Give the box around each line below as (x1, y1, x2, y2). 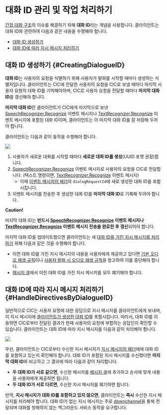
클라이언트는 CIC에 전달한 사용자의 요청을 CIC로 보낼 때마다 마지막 (27, 81, 157, 87)
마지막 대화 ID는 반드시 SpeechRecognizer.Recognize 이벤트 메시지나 (5, 217, 144, 223)
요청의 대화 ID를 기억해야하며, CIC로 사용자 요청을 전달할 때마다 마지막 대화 (14, 88, 160, 94)
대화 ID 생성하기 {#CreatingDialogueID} (5, 61, 125, 70)
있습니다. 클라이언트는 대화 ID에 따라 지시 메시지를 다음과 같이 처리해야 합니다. (5, 326, 157, 332)
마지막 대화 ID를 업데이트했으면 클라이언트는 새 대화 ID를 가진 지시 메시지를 (5, 234, 151, 240)
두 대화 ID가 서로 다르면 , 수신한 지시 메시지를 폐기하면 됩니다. (12, 381, 130, 387)
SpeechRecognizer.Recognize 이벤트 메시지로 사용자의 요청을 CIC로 (12, 166, 148, 172)
